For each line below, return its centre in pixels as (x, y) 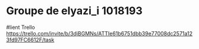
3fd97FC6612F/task (30, 40)
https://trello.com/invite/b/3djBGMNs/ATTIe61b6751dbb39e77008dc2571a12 (99, 33)
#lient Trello (21, 27)
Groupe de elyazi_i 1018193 (74, 11)
